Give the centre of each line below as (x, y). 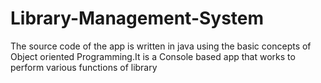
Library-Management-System (137, 18)
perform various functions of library (84, 67)
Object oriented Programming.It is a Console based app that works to (153, 56)
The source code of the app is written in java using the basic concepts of (161, 46)
